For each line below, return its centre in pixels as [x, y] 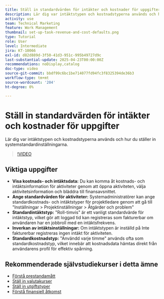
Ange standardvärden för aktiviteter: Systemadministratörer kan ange [83, 197]
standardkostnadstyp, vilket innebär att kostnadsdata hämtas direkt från [84, 244]
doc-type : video [21, 69]
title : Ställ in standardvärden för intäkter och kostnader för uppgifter [83, 10]
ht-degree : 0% [20, 87]
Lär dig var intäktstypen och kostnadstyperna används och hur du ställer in [81, 139]
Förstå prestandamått [34, 276]
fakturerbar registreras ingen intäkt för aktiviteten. [62, 233]
